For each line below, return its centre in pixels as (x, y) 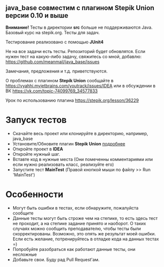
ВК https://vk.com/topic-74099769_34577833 (52, 91)
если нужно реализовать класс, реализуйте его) (63, 164)
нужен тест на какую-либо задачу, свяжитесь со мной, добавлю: (73, 56)
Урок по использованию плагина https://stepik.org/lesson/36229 (72, 100)
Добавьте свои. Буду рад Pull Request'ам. (56, 259)
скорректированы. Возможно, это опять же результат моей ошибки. (84, 233)
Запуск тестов (36, 120)
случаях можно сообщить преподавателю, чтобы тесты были (77, 229)
